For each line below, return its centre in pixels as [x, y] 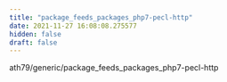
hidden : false [36, 34]
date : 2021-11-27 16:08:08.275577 [73, 26]
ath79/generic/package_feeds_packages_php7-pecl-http [114, 68]
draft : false [33, 42]
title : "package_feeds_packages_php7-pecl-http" [101, 17]
